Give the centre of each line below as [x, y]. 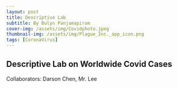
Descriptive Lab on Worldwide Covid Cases [89, 64]
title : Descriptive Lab [36, 17]
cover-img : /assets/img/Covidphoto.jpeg [58, 29]
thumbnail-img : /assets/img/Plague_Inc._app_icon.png [75, 34]
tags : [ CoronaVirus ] [32, 40]
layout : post [23, 12]
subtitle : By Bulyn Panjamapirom [48, 23]
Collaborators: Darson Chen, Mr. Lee [52, 78]
